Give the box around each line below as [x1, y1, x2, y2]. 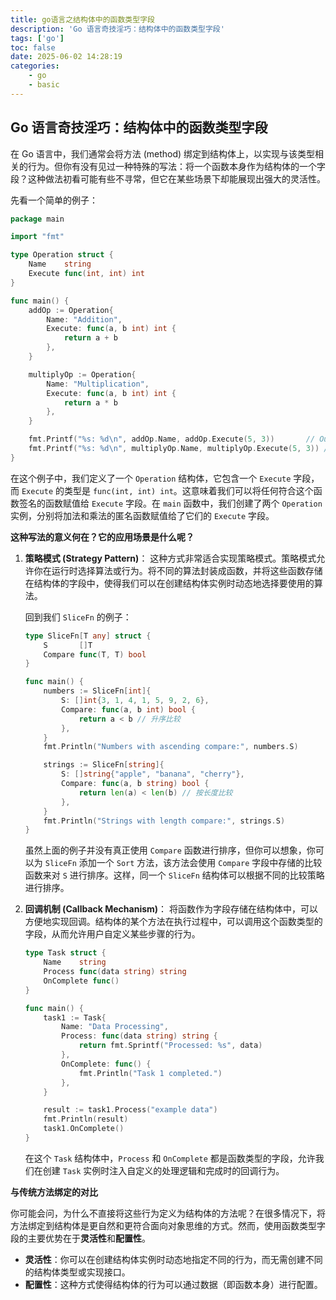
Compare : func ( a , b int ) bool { [61, 704, 196, 715]
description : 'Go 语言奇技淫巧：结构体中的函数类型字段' [10, 24, 225, 34]
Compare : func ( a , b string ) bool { [61, 779, 210, 789]
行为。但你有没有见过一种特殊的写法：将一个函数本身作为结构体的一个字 [27, 160, 326, 172]
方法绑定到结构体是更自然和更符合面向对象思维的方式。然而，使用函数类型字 [10, 1219, 326, 1231]
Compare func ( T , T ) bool [43, 649, 147, 660]
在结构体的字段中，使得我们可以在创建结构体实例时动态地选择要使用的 [24, 577, 315, 589]
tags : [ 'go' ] [10, 33, 65, 43]
